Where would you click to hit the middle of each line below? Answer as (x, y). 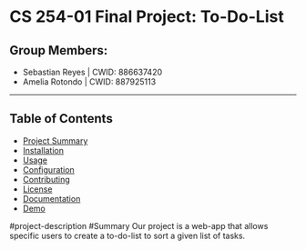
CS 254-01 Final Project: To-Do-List (147, 17)
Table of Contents (61, 119)
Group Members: (59, 50)
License (37, 189)
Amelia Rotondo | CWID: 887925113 (89, 82)
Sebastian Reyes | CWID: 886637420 (92, 72)
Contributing (46, 179)
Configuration (48, 169)
